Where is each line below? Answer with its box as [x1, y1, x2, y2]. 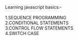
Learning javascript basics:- [5, 4, 62, 10]
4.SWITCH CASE [5, 31, 39, 36]
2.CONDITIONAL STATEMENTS [5, 20, 69, 26]
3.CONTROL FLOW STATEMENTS [5, 25, 74, 31]
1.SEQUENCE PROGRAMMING [5, 15, 67, 20]
